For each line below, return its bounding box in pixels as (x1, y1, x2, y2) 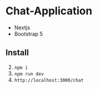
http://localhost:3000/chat (14, 77, 84, 83)
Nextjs (14, 24, 30, 31)
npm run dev (14, 70, 44, 77)
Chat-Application (5, 4, 93, 18)
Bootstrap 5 (14, 30, 43, 37)
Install (5, 48, 29, 58)
